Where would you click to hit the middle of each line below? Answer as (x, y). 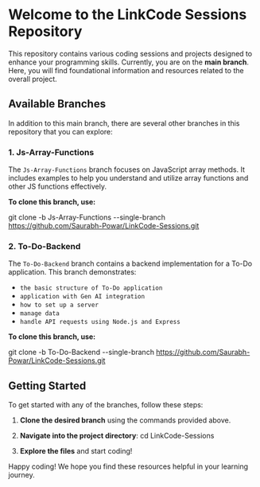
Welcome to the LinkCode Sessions (128, 15)
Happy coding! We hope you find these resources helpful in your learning (128, 466)
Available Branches (57, 104)
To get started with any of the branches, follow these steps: (106, 405)
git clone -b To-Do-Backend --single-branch (81, 353)
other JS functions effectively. (58, 187)
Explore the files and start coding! (76, 451)
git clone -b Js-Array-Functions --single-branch (87, 217)
